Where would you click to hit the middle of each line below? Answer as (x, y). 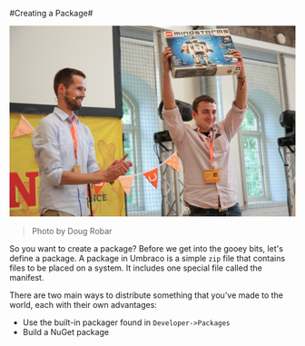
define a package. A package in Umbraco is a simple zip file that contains (148, 258)
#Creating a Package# (51, 13)
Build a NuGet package (66, 331)
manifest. (27, 277)
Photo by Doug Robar (72, 231)
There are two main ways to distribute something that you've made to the (147, 295)
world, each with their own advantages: (83, 304)
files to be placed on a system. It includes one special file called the (136, 268)
